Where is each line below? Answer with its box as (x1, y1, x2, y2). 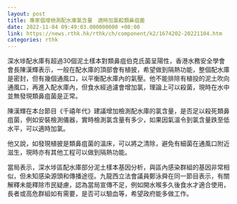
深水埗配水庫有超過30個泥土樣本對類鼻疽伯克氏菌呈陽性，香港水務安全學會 (7, 57, 226, 65)
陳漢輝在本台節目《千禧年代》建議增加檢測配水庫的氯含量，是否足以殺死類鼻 (7, 107, 230, 115)
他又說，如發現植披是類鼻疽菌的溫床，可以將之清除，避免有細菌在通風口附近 (7, 139, 230, 148)
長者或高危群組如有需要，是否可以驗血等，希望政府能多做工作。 (7, 189, 193, 198)
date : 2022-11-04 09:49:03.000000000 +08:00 (7, 23, 140, 30)
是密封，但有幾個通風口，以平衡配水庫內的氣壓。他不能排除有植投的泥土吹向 (7, 75, 230, 83)
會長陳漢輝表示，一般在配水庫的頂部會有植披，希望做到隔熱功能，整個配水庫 (7, 65, 230, 74)
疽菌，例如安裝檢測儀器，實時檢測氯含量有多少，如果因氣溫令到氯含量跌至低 (7, 115, 230, 124)
